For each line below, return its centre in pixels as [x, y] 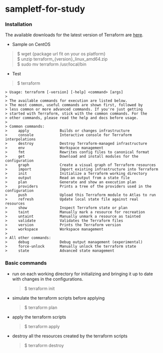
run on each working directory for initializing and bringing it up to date [82, 274]
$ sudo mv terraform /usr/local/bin [52, 64]
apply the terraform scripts [39, 317]
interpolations [20, 140]
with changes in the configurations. [48, 279]
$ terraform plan [41, 307]
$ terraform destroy [44, 345]
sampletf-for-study [45, 9]
